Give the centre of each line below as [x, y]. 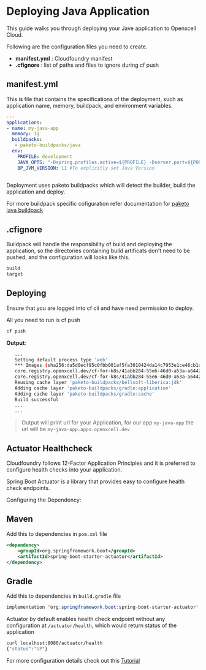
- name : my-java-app [33, 128]
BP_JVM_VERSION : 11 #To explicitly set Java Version [86, 168]
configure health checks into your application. [64, 470]
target [15, 274]
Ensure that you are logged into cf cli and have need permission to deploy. [100, 308]
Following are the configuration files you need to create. [77, 47]
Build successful [37, 399]
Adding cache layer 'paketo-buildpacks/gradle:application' [93, 388]
